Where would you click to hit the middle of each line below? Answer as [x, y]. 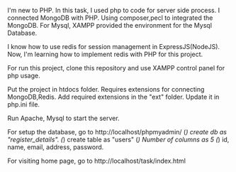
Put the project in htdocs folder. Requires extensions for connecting [106, 89]
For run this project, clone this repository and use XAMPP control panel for [116, 68]
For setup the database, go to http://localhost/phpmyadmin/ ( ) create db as [117, 132]
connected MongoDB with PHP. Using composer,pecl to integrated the [110, 18]
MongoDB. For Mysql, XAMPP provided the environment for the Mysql [110, 25]
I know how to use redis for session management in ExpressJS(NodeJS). [114, 47]
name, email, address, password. [56, 147]
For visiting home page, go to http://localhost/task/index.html [97, 161]
